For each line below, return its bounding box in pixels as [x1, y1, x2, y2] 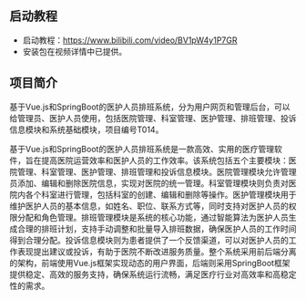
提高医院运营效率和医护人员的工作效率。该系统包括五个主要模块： [40, 154, 289, 166]
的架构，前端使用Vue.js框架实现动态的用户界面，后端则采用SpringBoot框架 [9, 257, 291, 268]
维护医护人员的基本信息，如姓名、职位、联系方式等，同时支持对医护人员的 [9, 200, 289, 212]
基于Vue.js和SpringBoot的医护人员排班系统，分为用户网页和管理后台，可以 [9, 101, 291, 112]
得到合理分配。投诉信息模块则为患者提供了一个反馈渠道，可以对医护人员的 [9, 234, 289, 245]
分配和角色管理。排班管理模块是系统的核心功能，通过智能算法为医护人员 [16, 212, 289, 222]
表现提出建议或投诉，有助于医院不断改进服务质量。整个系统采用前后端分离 [16, 245, 297, 257]
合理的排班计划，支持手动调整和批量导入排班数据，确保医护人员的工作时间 [16, 222, 297, 234]
